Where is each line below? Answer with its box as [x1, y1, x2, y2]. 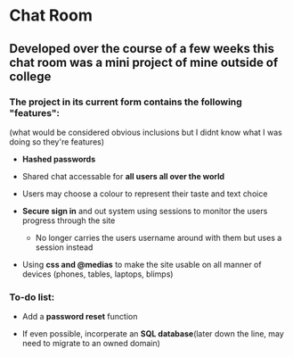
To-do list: [9, 291, 55, 303]
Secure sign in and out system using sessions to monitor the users [21, 205, 268, 216]
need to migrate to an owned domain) [21, 338, 160, 349]
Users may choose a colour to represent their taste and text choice [21, 188, 268, 199]
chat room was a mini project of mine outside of [9, 54, 279, 70]
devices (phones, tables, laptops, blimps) [21, 269, 174, 279]
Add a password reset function [21, 311, 138, 322]
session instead [35, 242, 94, 253]
